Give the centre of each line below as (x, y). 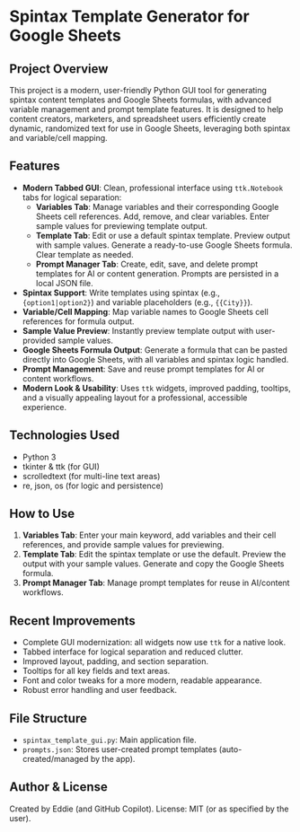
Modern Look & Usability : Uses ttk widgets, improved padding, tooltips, (157, 388)
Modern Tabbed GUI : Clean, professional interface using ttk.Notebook (153, 188)
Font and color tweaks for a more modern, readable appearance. (142, 680)
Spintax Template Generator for (129, 17)
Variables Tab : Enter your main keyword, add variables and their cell (149, 535)
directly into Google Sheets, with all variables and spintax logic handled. (155, 359)
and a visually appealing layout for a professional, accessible (135, 398)
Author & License (58, 787)
